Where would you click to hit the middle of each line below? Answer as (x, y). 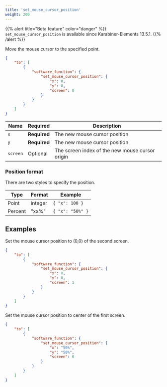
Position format (24, 172)
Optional (38, 154)
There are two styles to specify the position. (50, 183)
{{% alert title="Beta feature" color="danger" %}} (56, 28)
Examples (21, 229)
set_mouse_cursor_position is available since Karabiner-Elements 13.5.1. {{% (83, 34)
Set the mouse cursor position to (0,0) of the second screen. (67, 241)
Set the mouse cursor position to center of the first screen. (65, 315)
